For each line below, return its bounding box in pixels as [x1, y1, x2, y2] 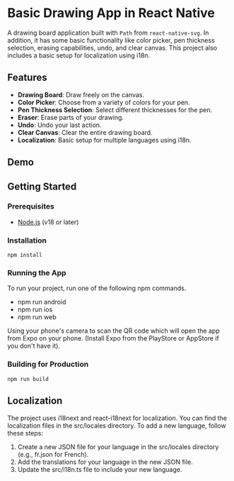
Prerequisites [7, 201, 54, 211]
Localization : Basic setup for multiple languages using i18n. [17, 136, 192, 144]
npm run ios [17, 305, 53, 314]
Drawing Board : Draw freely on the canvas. [17, 90, 145, 99]
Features [7, 72, 47, 84]
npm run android [17, 298, 66, 306]
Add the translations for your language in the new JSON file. [17, 458, 193, 466]
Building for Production [7, 360, 89, 370]
